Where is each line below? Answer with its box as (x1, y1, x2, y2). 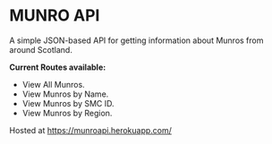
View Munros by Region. (21, 107, 113, 118)
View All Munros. (21, 79, 85, 89)
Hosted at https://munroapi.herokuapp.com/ (9, 124, 173, 135)
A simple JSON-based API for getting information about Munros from (9, 35, 264, 46)
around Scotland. (9, 44, 73, 55)
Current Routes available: (9, 62, 106, 72)
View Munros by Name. (21, 89, 109, 99)
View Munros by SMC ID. (21, 97, 115, 108)
